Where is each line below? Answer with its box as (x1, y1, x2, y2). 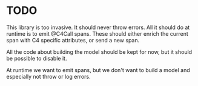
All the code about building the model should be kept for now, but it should (6, 48, 193, 55)
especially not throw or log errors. (6, 73, 91, 80)
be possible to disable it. (6, 55, 67, 62)
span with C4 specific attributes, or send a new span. (6, 36, 140, 44)
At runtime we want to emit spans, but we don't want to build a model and (6, 66, 191, 73)
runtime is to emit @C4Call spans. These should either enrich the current (6, 30, 189, 37)
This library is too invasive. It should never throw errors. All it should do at (6, 24, 190, 31)
